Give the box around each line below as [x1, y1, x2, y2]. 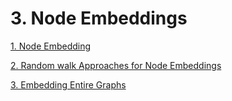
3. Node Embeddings [10, 7, 188, 30]
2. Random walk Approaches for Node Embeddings [10, 59, 222, 71]
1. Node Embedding [10, 40, 92, 52]
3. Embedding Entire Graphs [10, 78, 127, 91]
